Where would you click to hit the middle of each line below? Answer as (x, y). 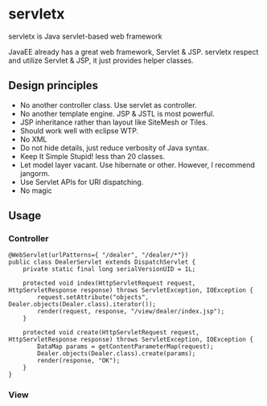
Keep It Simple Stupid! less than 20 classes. (92, 156)
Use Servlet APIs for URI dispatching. (82, 182)
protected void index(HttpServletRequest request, (109, 283)
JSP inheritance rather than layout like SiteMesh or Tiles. (114, 122)
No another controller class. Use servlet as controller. (108, 105)
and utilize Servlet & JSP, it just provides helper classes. (101, 60)
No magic (36, 191)
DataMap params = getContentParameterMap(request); (126, 347)
